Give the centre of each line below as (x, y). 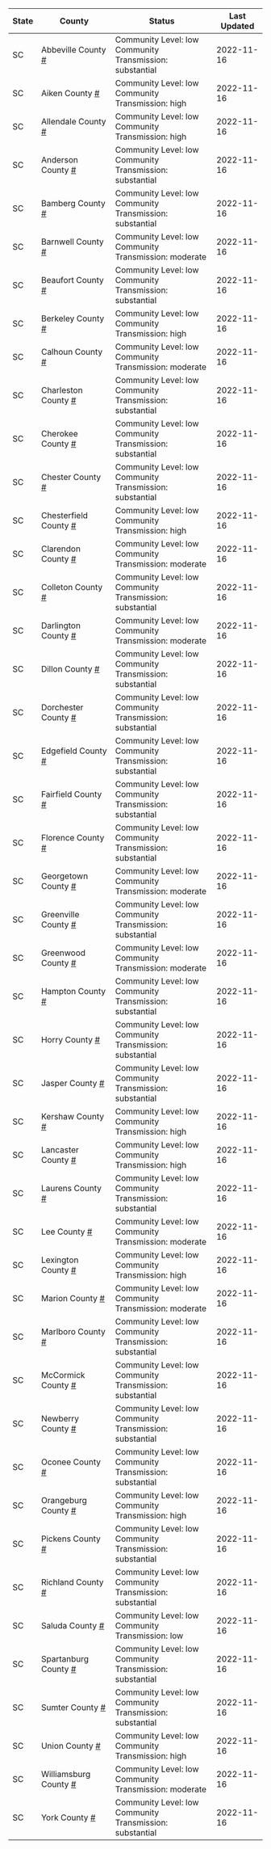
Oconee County (71, 1462)
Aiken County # (70, 93)
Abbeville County (73, 50)
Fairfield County (71, 794)
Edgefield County (74, 751)
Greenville (60, 914)
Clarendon (60, 549)
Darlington (60, 625)
